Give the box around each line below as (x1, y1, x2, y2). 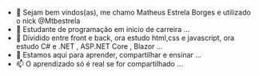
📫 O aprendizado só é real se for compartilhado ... (15, 59, 184, 68)
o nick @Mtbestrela (15, 16, 81, 26)
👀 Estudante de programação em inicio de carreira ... (15, 25, 190, 34)
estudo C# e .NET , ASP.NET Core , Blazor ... (15, 42, 163, 51)
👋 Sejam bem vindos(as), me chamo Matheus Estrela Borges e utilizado (15, 8, 252, 17)
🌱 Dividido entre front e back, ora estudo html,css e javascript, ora (15, 33, 235, 42)
